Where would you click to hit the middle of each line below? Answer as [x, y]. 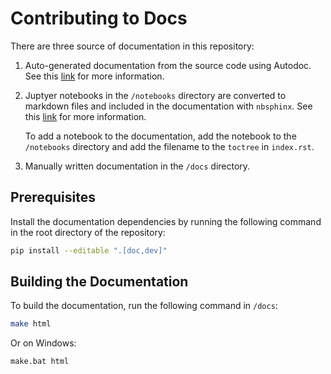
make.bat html [40, 362]
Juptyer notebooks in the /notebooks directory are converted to [155, 95]
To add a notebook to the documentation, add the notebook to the [160, 136]
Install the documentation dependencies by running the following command [166, 221]
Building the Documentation [99, 282]
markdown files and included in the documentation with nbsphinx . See [168, 106]
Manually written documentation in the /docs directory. [137, 166]
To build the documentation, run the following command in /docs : [144, 306]
